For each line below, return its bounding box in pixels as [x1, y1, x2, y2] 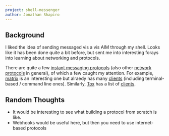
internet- [135, 120, 154, 126]
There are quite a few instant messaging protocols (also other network [5, 65, 152, 71]
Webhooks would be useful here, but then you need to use [12, 120, 135, 126]
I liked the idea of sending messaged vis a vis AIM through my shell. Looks [5, 44, 160, 51]
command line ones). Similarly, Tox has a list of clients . [22, 81, 136, 87]
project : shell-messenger [5, 7, 60, 13]
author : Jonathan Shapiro [5, 12, 60, 17]
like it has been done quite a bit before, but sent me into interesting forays [5, 50, 159, 56]
